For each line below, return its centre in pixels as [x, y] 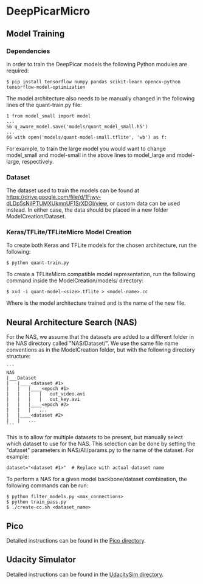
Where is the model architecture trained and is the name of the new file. [96, 303]
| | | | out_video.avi [46, 394]
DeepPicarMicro [48, 11]
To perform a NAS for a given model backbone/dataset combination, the [97, 479]
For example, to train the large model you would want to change [86, 148]
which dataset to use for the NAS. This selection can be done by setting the [101, 444]
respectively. [38, 161]
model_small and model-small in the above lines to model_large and [91, 155]
